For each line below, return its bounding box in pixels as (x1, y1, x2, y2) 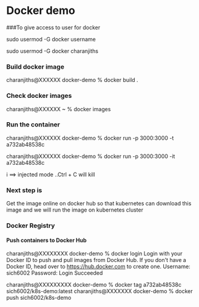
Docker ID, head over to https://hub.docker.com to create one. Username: (6, 263, 191, 271)
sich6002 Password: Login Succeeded (6, 269, 103, 277)
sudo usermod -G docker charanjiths (6, 47, 99, 55)
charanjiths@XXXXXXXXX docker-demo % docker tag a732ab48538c (6, 281, 182, 289)
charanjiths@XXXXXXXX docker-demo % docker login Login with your (6, 250, 183, 257)
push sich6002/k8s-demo (6, 294, 72, 302)
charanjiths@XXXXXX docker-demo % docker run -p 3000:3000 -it (6, 153, 175, 160)
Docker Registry (6, 221, 55, 230)
